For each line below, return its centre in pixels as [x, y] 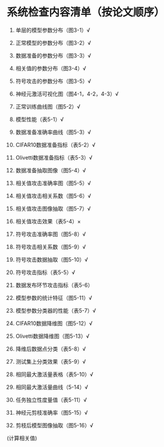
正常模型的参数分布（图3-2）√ [53, 43]
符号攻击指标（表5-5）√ [45, 272]
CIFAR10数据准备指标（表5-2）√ [55, 145]
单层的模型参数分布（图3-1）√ [53, 30]
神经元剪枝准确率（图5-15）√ [52, 412]
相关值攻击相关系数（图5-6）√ [53, 196]
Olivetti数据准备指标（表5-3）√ [54, 157]
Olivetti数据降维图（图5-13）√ [52, 336]
